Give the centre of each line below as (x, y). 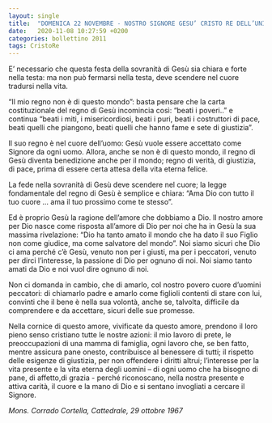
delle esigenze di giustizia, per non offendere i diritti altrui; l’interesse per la (134, 361)
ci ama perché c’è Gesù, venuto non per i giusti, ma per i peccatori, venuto (132, 252)
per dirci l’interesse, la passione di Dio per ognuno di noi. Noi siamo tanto (130, 260)
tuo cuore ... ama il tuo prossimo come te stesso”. (91, 202)
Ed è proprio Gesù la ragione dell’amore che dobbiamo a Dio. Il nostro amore (136, 218)
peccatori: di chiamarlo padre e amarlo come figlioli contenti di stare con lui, (135, 294)
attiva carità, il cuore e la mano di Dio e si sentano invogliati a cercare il (127, 387)
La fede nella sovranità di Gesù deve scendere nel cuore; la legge (117, 185)
